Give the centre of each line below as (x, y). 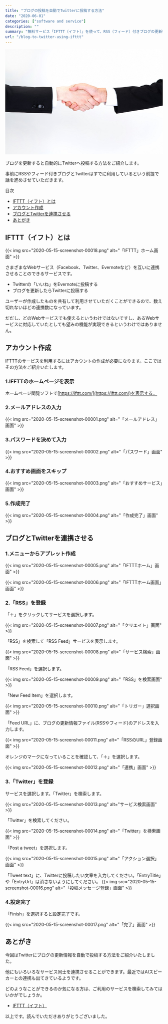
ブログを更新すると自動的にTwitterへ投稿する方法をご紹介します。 (73, 163)
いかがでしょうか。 (25, 995)
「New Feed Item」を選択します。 (40, 695)
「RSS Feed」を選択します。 (35, 669)
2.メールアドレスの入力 (33, 407)
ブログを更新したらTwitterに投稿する (50, 291)
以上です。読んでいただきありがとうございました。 (57, 1016)
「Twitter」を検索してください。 (38, 820)
